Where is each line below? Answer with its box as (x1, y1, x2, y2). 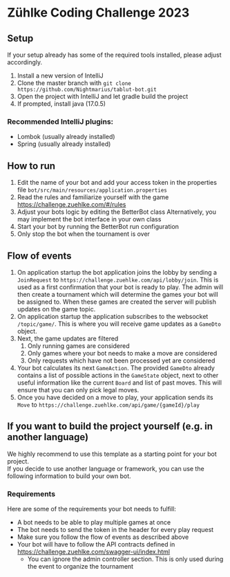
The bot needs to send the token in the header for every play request (17, 526, 214, 534)
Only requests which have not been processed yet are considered (27, 356, 215, 365)
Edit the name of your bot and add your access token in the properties (17, 178, 218, 187)
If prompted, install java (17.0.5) (17, 100, 106, 108)
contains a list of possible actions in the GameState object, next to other (17, 371, 219, 379)
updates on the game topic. (17, 304, 96, 313)
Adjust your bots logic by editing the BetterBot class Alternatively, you (17, 208, 216, 216)
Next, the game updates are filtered (17, 334, 119, 342)
